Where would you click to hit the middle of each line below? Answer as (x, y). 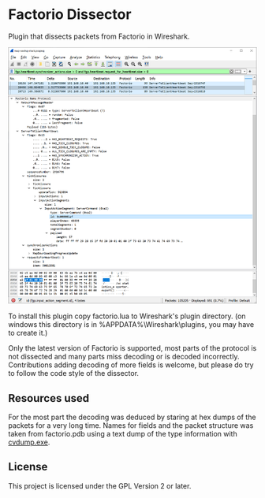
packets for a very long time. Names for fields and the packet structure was (131, 426)
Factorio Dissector (70, 15)
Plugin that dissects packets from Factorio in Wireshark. (99, 36)
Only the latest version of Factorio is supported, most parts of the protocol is (132, 348)
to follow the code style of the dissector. (74, 373)
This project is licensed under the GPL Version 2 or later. (100, 485)
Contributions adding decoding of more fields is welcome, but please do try (131, 365)
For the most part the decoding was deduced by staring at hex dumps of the (132, 417)
